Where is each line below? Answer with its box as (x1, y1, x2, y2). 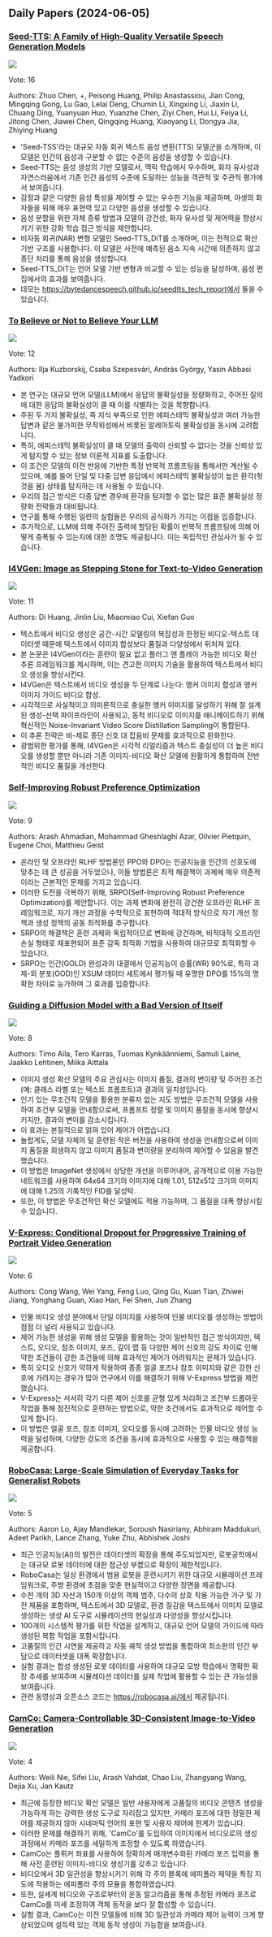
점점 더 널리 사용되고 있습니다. (19, 1322, 116, 1332)
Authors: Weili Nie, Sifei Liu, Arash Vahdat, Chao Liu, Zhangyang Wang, (8, 1772, 247, 1782)
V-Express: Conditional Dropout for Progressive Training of (8, 1227, 247, 1238)
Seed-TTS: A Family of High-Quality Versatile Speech (8, 31, 223, 42)
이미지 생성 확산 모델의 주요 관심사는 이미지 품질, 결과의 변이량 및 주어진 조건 (19, 1074, 263, 1084)
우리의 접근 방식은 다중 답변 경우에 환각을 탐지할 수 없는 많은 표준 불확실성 (19, 491, 254, 500)
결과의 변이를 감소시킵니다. (44, 1115, 129, 1124)
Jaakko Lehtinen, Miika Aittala (8, 1057, 109, 1067)
